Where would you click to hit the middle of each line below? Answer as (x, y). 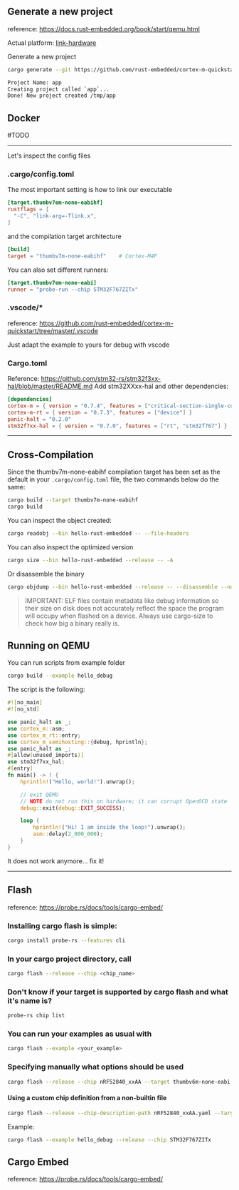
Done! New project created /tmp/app (62, 96)
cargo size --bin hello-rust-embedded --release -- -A (90, 560)
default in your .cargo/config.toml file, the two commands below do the (113, 479)
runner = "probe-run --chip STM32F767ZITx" (73, 289)
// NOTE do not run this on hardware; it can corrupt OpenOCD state (124, 801)
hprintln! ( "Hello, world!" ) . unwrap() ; (78, 782)
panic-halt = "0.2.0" (39, 419)
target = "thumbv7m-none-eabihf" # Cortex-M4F (83, 256)
